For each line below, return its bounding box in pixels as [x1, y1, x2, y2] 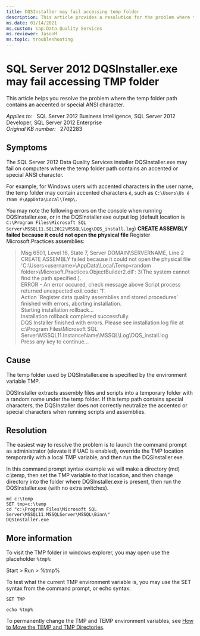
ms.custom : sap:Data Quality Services [6, 25, 102, 32]
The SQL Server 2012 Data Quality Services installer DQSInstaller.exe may [6, 158, 187, 165]
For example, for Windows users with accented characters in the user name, [6, 183, 193, 190]
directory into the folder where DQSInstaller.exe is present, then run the [6, 478, 182, 486]
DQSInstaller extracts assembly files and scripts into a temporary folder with [6, 389, 193, 396]
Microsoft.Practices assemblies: [6, 237, 85, 245]
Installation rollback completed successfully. [20, 312, 130, 319]
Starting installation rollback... [20, 306, 94, 314]
